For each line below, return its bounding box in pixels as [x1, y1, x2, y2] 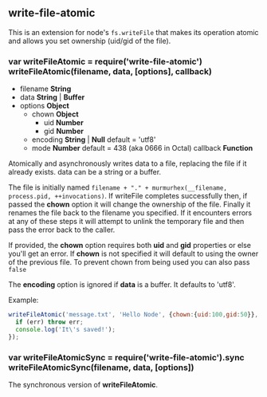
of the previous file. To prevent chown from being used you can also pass [8, 257, 250, 267]
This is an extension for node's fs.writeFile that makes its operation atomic [8, 27, 259, 37]
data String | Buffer [19, 92, 85, 102]
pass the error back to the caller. [8, 225, 116, 234]
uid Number [43, 118, 84, 128]
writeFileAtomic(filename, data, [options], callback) [8, 65, 213, 77]
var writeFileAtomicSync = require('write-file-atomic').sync [8, 352, 245, 363]
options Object [19, 101, 69, 111]
